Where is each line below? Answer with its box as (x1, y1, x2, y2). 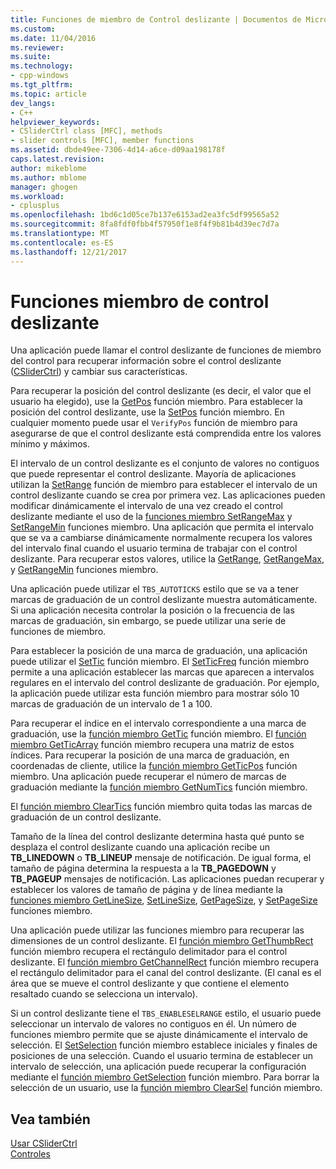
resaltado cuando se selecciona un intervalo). (10, 988, 198, 1000)
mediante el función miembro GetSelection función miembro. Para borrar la (10, 1071, 320, 1083)
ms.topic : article (10, 89, 87, 99)
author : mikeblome (10, 163, 87, 173)
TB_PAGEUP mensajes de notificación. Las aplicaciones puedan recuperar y (10, 873, 325, 885)
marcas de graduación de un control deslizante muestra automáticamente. (10, 594, 318, 606)
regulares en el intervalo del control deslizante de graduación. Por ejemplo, (10, 677, 320, 689)
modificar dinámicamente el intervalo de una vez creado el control (10, 500, 283, 512)
